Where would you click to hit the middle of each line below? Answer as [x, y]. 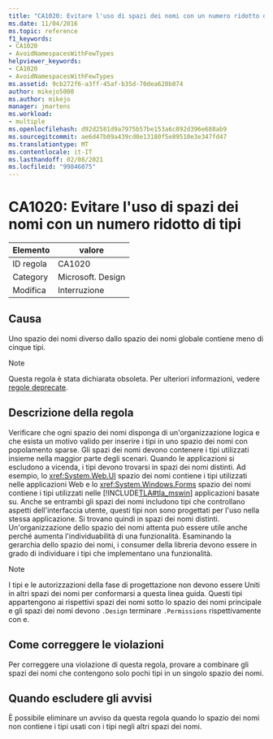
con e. [19, 619]
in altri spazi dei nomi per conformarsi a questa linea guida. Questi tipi [125, 593]
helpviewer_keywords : [45, 62]
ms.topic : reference [43, 31]
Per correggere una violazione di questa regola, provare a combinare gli [129, 664]
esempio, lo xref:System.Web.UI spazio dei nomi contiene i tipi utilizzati [128, 475]
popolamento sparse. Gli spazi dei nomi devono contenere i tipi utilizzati [129, 449]
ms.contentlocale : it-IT [50, 152]
